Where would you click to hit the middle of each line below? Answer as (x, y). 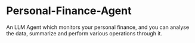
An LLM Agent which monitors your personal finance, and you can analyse (98, 27)
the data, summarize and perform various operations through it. (84, 33)
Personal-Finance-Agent (69, 11)
